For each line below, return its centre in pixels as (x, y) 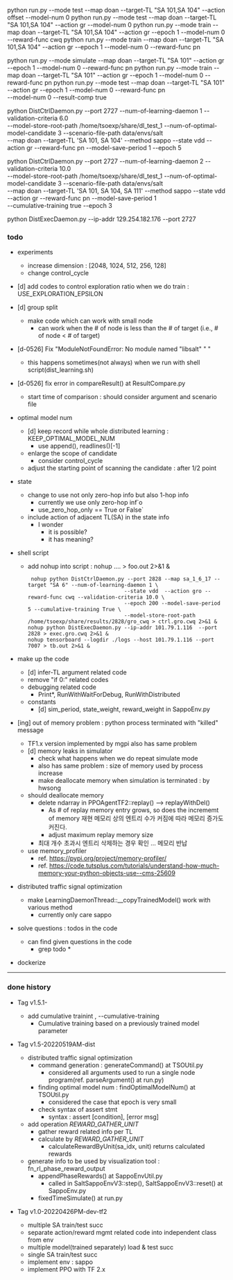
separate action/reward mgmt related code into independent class (122, 1232)
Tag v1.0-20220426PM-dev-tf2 (62, 1211)
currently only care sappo (75, 915)
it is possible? (68, 532)
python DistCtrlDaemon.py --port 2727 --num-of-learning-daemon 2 (105, 161)
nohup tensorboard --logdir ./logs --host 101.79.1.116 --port (121, 640)
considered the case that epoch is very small (112, 1102)
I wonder (51, 525)
